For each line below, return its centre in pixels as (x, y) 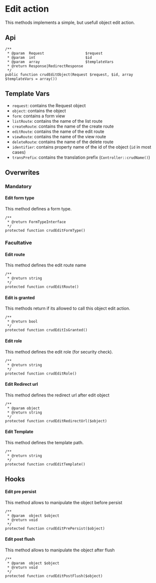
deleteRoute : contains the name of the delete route (63, 142)
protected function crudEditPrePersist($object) (55, 528)
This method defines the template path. (44, 443)
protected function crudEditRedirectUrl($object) (56, 421)
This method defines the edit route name (46, 265)
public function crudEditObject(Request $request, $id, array (69, 75)
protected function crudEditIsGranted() (47, 330)
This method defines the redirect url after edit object (57, 395)
